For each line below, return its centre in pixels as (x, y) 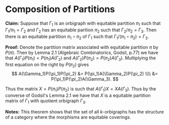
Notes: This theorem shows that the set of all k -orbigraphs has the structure (84, 111)
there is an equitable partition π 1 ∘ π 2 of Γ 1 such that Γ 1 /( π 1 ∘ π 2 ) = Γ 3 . (77, 37)
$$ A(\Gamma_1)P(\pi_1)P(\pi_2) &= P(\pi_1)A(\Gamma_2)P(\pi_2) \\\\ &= (85, 74)
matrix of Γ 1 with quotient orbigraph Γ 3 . (46, 101)
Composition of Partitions (60, 9)
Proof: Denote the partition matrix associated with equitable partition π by (82, 47)
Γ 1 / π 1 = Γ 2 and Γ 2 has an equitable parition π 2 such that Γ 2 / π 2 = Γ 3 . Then (81, 30)
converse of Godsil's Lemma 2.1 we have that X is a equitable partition (78, 95)
